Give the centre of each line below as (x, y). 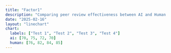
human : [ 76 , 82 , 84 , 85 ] (36, 43)
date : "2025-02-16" (26, 19)
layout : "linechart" (27, 24)
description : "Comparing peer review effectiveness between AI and (79, 15)
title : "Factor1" (24, 10)
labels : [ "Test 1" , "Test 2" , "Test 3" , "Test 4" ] (65, 33)
